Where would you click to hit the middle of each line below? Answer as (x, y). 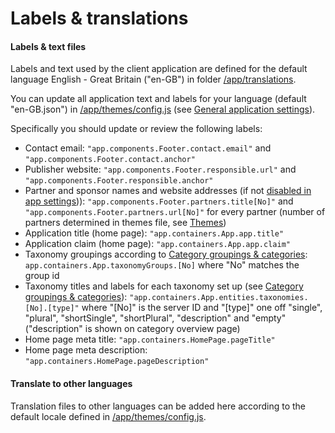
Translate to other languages (71, 383)
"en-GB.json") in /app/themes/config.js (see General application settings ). (163, 109)
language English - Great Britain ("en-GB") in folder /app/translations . (153, 79)
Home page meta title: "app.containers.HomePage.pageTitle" (150, 339)
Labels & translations (99, 18)
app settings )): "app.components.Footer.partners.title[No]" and (159, 201)
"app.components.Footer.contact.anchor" (110, 160)
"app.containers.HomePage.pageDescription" (117, 362)
